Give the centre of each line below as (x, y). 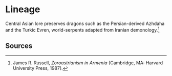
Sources (19, 46)
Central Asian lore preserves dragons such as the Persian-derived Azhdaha (85, 23)
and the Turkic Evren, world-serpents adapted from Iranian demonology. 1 (82, 29)
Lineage (23, 9)
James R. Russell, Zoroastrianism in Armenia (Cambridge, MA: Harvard (88, 63)
